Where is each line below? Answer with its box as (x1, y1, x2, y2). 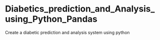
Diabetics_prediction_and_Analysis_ (5, 3, 155, 14)
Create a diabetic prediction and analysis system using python (5, 29, 130, 35)
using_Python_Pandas (5, 13, 98, 25)
